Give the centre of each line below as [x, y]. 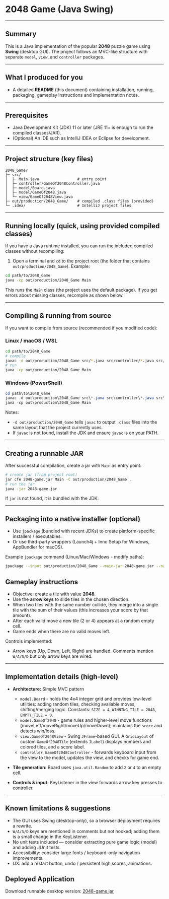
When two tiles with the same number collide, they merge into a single [85, 604]
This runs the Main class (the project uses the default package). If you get [81, 290]
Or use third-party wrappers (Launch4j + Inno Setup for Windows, [81, 542]
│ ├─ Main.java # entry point [56, 179]
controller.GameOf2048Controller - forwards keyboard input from [88, 752]
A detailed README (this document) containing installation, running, [83, 90]
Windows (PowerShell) [34, 383]
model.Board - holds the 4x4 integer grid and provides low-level [86, 699]
